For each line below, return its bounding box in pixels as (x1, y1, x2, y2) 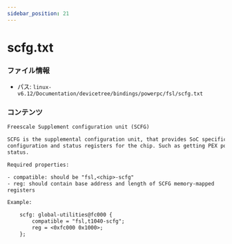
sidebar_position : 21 (7, 10, 70, 17)
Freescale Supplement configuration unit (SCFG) (7, 123, 150, 131)
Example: (7, 199, 32, 206)
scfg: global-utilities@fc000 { (19, 212, 113, 218)
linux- (32, 84, 52, 91)
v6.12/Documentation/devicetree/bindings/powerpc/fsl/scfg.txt (17, 90, 204, 97)
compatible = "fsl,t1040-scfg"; (32, 218, 126, 225)
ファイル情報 (7, 65, 50, 75)
